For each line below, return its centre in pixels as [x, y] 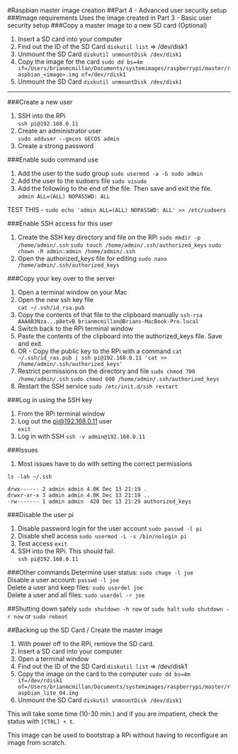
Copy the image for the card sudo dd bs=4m [80, 62]
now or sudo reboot [41, 616]
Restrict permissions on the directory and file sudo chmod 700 [106, 371]
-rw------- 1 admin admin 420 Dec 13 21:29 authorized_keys [100, 501]
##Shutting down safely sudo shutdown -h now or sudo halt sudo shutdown [115, 609]
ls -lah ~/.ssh [30, 477]
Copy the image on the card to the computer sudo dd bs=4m [104, 674]
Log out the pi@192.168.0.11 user [65, 421]
